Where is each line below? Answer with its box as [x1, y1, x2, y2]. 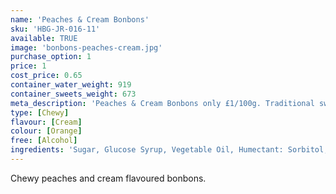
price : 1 [10, 61, 47, 71]
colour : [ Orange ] [10, 126, 83, 136]
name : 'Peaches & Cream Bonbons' [10, 14, 150, 25]
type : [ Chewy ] [10, 107, 70, 118]
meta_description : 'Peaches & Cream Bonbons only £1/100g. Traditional [10, 98, 315, 108]
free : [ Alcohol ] [10, 136, 78, 146]
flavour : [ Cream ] [10, 117, 83, 127]
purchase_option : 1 [10, 52, 92, 62]
